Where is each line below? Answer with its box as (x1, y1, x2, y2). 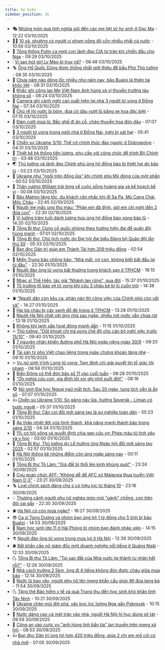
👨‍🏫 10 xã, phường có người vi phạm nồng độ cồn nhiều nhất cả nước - (12, 38, 154, 44)
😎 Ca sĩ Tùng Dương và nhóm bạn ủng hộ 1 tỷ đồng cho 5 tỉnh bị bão (12, 514, 152, 520)
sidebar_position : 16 (5, 12, 50, 17)
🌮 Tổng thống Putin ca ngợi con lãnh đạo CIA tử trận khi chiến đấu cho (12, 48, 155, 54)
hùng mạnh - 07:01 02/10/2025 (12, 230, 75, 236)
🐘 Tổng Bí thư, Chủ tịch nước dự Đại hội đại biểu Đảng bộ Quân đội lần (12, 235, 155, 241)
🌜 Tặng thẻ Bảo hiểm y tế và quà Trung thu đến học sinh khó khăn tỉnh (12, 588, 156, 594)
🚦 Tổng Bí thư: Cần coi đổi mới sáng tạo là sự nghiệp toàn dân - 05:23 (12, 409, 154, 415)
